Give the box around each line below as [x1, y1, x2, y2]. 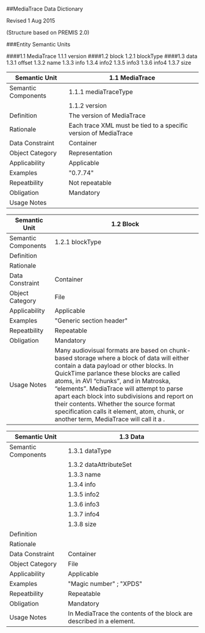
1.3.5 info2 [68, 490, 100, 499]
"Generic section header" [54, 316, 128, 324]
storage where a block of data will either [74, 354, 189, 362]
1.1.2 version [68, 101, 107, 109]
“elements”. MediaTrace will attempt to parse [54, 384, 183, 393]
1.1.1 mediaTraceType [68, 88, 133, 96]
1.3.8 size [68, 520, 96, 528]
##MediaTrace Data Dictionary [6, 5, 84, 12]
